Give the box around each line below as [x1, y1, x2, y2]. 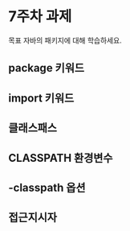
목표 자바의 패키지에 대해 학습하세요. [8, 35, 122, 45]
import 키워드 [8, 91, 75, 105]
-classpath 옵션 [8, 180, 86, 194]
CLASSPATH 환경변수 [8, 151, 113, 165]
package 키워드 [8, 61, 85, 75]
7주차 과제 [8, 7, 72, 26]
